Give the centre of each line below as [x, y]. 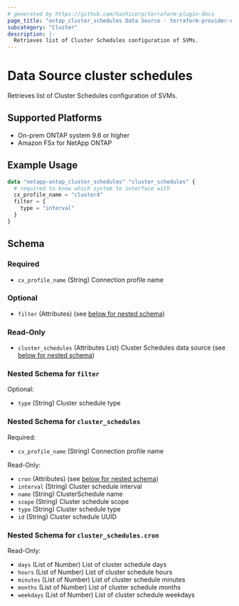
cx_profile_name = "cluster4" [58, 195]
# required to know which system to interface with [92, 188]
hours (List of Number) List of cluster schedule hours [95, 572]
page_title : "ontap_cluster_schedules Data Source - [87, 21]
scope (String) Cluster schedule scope [73, 501]
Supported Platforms [55, 118]
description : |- [31, 34]
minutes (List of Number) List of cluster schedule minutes [101, 580]
